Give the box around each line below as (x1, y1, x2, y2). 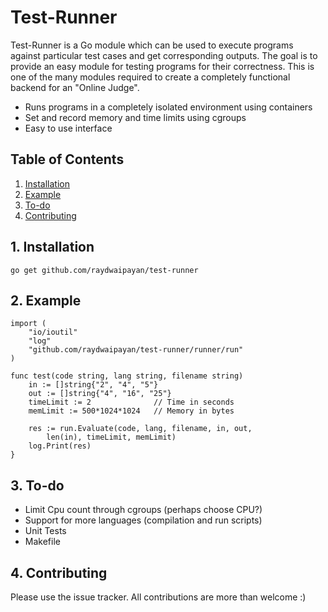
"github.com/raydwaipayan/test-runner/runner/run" (28, 345, 244, 355)
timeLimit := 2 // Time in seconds (28, 397, 235, 408)
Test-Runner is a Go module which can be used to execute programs (10, 39, 294, 51)
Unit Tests (24, 525, 67, 537)
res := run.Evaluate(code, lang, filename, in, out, (28, 424, 253, 434)
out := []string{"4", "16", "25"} (28, 389, 172, 399)
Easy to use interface (24, 122, 113, 134)
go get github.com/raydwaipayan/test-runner (10, 265, 199, 275)
